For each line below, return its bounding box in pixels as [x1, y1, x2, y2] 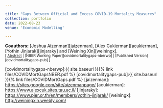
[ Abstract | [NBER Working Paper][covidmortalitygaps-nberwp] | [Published [5, 54, 133, 58]
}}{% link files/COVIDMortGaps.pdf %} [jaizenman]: [5, 77, 109, 82]
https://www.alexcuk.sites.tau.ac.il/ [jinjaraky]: [5, 87, 99, 93]
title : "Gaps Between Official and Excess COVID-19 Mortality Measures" [5, 11, 157, 16]
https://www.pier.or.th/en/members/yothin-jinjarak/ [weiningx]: [5, 92, 132, 98]
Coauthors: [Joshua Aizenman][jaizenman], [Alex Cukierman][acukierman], [5, 43, 158, 49]
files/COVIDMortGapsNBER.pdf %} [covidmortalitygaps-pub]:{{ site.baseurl [5, 72, 158, 78]
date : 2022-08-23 [5, 21, 41, 26]
